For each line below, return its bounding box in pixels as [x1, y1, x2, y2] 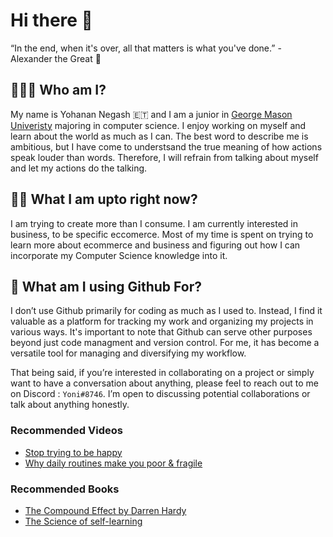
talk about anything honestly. [10, 399, 130, 411]
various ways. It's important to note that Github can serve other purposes [10, 326, 313, 338]
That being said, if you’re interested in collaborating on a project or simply [10, 367, 315, 379]
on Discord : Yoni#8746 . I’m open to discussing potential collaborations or [10, 388, 311, 400]
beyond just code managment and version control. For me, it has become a [10, 337, 320, 349]
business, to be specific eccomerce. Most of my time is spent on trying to [10, 228, 314, 240]
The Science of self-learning [24, 515, 143, 527]
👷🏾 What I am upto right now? [10, 191, 198, 208]
